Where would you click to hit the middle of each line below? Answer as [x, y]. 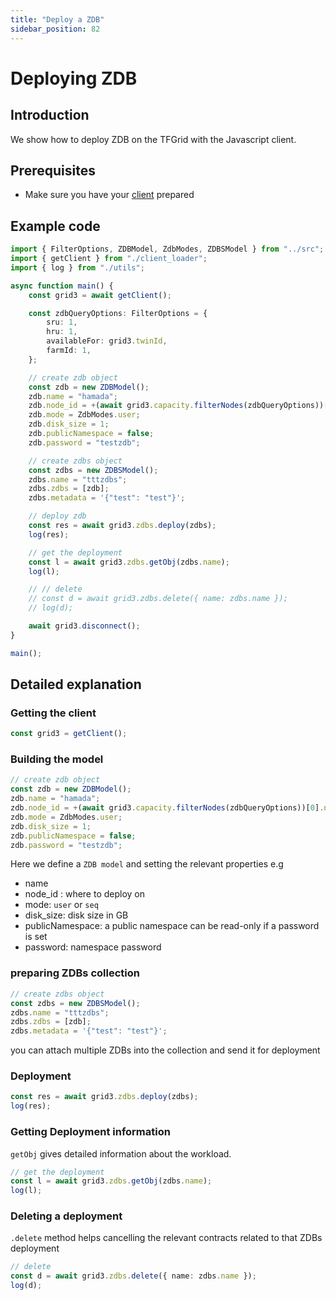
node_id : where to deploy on [85, 894]
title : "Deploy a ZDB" [57, 19]
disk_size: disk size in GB [76, 915]
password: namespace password [93, 947]
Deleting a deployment [66, 1216]
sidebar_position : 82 [55, 29]
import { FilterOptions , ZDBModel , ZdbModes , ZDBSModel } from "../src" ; [167, 249]
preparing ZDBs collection [75, 973]
